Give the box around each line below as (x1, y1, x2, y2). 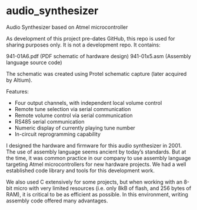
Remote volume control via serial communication (14, 112, 133, 119)
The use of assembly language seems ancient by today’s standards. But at (6, 148, 186, 155)
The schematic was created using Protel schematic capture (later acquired (6, 70, 187, 77)
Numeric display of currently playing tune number (14, 124, 135, 131)
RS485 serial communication (14, 118, 85, 125)
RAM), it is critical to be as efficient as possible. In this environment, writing (6, 191, 188, 198)
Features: (6, 88, 29, 95)
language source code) (6, 59, 63, 66)
